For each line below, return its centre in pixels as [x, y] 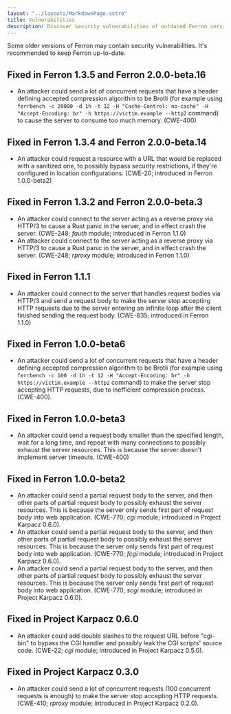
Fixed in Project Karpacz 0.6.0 [73, 619]
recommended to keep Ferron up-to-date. [66, 53]
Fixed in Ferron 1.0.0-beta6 [66, 344]
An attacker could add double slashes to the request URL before [108, 636]
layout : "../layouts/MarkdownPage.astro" [67, 13]
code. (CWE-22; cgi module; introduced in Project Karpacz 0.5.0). [110, 650]
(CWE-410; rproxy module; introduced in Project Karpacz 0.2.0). [108, 703]
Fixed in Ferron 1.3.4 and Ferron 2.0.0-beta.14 [107, 142]
